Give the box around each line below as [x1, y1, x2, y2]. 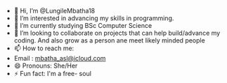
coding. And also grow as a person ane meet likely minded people [13, 36, 205, 45]
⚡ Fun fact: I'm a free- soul [13, 70, 91, 77]
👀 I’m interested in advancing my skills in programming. [13, 14, 174, 22]
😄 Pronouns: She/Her [13, 61, 78, 70]
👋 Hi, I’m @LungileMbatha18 [13, 7, 96, 15]
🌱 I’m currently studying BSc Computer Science [13, 22, 153, 29]
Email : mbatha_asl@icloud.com [13, 54, 106, 62]
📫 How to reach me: [13, 44, 74, 52]
